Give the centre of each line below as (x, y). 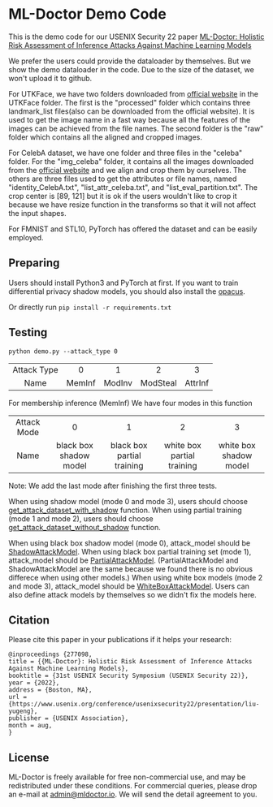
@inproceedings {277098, (50, 654)
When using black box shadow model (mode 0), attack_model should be (129, 543)
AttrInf (197, 382)
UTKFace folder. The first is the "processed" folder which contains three (130, 102)
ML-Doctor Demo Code (87, 14)
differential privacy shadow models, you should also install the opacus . (127, 291)
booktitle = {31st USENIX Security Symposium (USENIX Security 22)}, (129, 676)
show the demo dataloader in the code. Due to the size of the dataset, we (131, 69)
